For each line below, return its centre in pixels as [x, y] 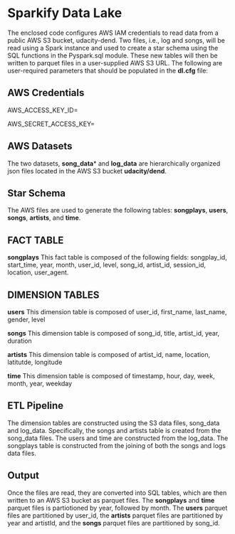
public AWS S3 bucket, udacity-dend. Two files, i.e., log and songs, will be [116, 40]
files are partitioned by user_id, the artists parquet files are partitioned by [115, 515]
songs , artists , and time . [44, 218]
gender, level [26, 319]
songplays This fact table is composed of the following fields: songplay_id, [117, 257]
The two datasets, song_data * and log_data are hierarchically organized [114, 163]
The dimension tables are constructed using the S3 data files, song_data [114, 423]
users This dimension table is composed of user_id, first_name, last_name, [117, 312]
